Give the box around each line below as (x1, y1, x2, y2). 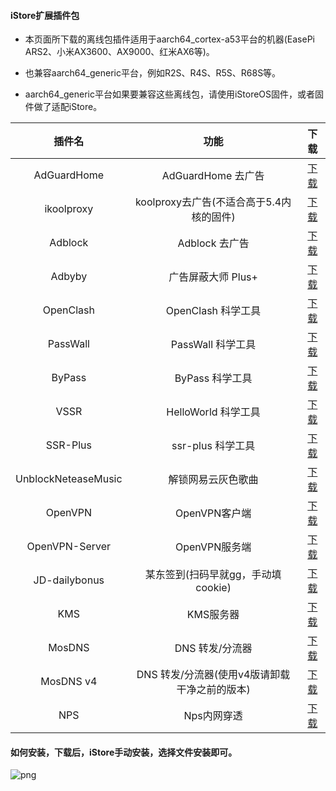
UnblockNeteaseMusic (15, 472, 123, 486)
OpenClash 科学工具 (165, 304, 262, 318)
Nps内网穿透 (183, 709, 243, 723)
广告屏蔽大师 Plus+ (168, 270, 258, 284)
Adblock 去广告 (177, 236, 250, 250)
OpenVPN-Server (26, 540, 112, 554)
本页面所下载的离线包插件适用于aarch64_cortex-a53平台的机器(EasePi (24, 33, 315, 45)
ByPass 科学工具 (174, 371, 253, 385)
